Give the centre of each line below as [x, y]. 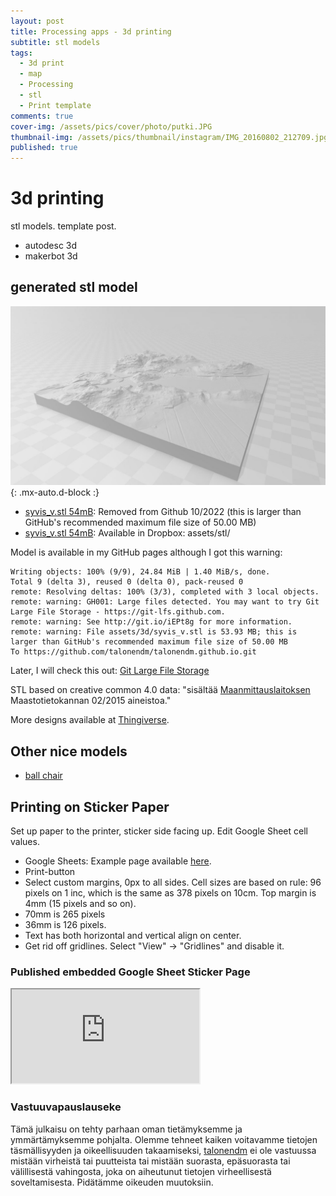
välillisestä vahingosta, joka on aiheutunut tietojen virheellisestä [141, 1171]
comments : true [42, 116]
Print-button [50, 871]
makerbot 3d [51, 256]
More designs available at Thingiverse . [90, 720]
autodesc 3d [51, 246]
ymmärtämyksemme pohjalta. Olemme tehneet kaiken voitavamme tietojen [164, 1139]
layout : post [37, 21]
